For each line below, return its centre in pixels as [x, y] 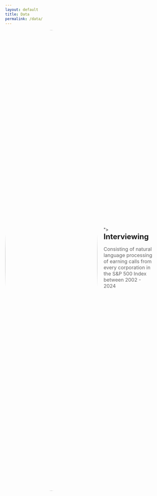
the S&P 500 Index [125, 274]
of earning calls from [128, 262]
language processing [128, 255]
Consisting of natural [128, 249]
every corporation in [127, 267]
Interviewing [126, 237]
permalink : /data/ [24, 19]
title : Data [17, 14]
